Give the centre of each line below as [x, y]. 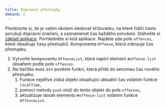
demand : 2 [15, 14]
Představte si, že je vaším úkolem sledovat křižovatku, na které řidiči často [81, 28]
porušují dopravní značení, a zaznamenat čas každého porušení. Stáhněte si [83, 33]
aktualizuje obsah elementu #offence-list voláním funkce [79, 95]
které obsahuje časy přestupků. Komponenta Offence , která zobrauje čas [79, 44]
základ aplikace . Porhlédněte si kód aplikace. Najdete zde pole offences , [79, 39]
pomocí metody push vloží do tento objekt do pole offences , [80, 90]
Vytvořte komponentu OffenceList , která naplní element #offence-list [84, 58]
